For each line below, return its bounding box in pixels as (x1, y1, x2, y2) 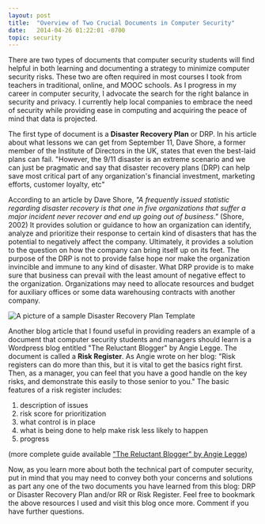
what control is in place (19, 417, 97, 427)
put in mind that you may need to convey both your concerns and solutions (8, 473, 253, 483)
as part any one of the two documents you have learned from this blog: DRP (8, 481, 256, 491)
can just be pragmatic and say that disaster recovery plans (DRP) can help (8, 163, 251, 172)
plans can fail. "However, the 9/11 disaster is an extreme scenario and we (8, 155, 246, 164)
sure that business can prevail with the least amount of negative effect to (8, 270, 246, 281)
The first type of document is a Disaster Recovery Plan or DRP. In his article (8, 130, 257, 139)
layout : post (8, 11, 51, 20)
